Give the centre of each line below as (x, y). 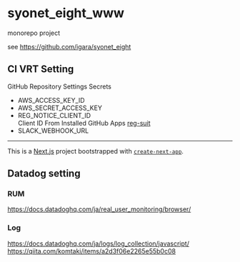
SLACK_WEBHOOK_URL (53, 131)
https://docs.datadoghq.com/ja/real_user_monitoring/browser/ (99, 209)
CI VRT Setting (41, 69)
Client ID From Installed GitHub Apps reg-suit (84, 123)
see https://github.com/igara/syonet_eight (69, 46)
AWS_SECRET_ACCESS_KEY (60, 108)
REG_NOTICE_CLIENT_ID (54, 115)
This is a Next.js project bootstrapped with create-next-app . (96, 151)
